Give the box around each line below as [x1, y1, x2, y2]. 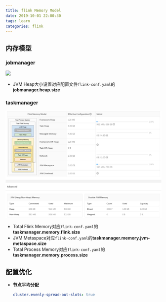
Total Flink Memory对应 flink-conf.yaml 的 [12, 224, 98, 230]
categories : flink [5, 24, 43, 29]
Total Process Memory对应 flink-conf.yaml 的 [12, 246, 105, 252]
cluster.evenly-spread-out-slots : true [12, 293, 95, 298]
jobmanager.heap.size [12, 87, 60, 93]
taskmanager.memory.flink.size [12, 229, 81, 235]
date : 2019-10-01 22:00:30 [5, 13, 61, 18]
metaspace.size [12, 241, 47, 246]
